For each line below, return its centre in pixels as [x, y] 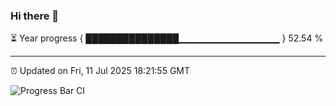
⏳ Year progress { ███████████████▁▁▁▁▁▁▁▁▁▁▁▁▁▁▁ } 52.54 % [167, 38]
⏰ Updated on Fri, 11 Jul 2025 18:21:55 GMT [100, 71]
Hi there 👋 [35, 16]
